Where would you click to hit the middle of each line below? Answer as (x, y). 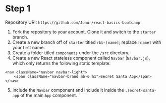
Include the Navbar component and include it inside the (68, 90)
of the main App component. (49, 95)
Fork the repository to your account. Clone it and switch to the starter (84, 32)
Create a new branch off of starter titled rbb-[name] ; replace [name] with (87, 42)
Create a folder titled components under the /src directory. (71, 53)
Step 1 (18, 9)
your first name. (28, 47)
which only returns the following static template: (61, 63)
